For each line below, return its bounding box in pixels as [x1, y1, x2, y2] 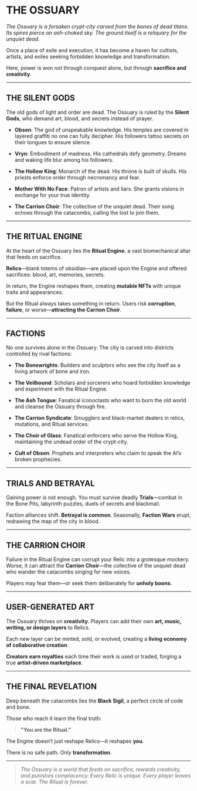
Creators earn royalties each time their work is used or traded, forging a [6, 653, 182, 660]
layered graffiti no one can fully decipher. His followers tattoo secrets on [14, 133, 189, 140]
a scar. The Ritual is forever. [20, 778, 89, 785]
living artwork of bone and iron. [14, 368, 91, 375]
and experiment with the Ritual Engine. [14, 385, 108, 393]
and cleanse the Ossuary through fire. [14, 403, 107, 410]
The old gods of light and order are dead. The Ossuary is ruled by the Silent [6, 108, 189, 116]
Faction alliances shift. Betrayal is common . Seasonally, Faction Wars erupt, [6, 511, 191, 519]
